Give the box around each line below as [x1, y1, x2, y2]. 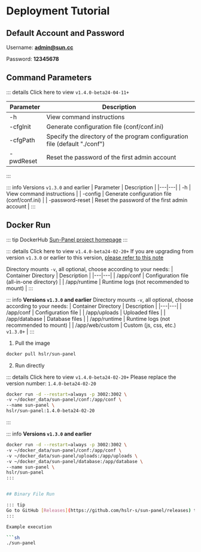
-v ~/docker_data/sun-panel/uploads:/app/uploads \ [6, 453, 138, 459]
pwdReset [9, 157, 38, 165]
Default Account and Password [6, 28, 124, 38]
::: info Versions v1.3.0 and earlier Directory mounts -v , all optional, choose [6, 296, 194, 303]
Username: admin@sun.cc [6, 44, 74, 51]
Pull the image [14, 339, 50, 346]
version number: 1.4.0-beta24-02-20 [6, 379, 97, 387]
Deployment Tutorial [6, 4, 110, 18]
